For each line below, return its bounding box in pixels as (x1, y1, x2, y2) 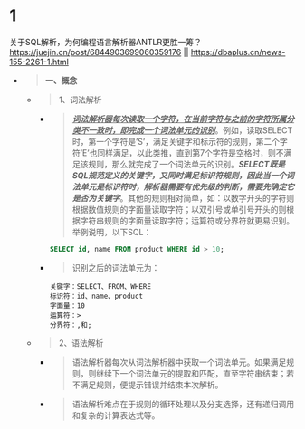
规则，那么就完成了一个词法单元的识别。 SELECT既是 (88, 158, 286, 169)
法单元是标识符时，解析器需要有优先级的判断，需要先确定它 (71, 181, 295, 192)
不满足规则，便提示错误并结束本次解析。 (71, 379, 224, 390)
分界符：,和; (49, 320, 92, 329)
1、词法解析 (58, 94, 102, 105)
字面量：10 (49, 300, 86, 310)
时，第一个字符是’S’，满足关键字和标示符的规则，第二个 (71, 136, 281, 147)
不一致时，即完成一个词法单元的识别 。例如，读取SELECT (80, 124, 293, 136)
